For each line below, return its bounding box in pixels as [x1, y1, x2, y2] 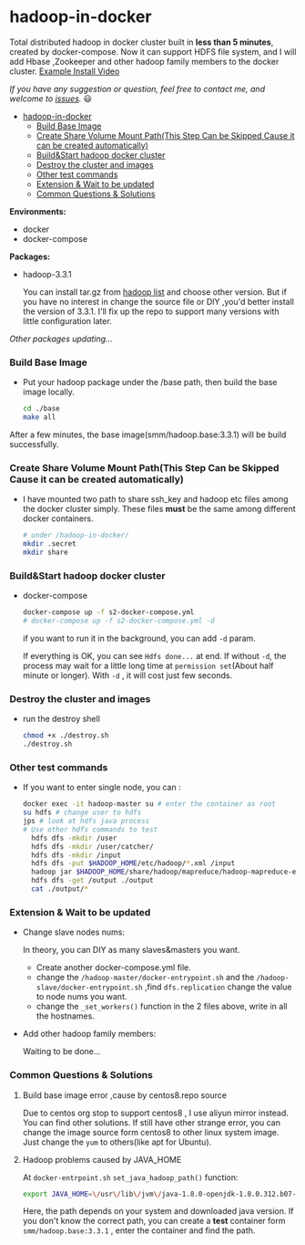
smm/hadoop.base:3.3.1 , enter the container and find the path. [22, 1225, 256, 1236]
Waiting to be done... [22, 1046, 101, 1057]
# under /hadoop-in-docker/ [22, 531, 129, 540]
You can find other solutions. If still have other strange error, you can [22, 1116, 280, 1128]
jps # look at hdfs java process [22, 817, 150, 826]
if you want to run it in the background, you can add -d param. [22, 633, 257, 643]
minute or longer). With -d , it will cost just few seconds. [22, 669, 233, 681]
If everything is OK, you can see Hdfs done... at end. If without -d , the [22, 650, 287, 661]
